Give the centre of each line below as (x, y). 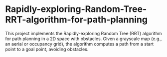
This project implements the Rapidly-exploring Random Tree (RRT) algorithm (83, 33)
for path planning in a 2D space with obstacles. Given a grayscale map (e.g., (83, 39)
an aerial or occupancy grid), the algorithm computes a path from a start (79, 44)
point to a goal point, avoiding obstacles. (47, 49)
